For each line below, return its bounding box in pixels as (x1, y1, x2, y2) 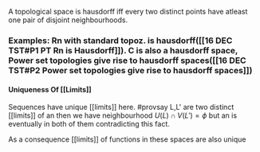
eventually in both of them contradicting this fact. (8, 119, 170, 129)
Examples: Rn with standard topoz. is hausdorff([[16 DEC (8, 35, 233, 46)
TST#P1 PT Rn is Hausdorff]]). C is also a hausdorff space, (8, 45, 238, 56)
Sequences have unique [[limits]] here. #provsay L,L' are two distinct (8, 103, 234, 112)
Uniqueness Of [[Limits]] (8, 84, 92, 94)
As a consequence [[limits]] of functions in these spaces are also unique (8, 134, 246, 144)
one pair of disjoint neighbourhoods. (8, 15, 128, 25)
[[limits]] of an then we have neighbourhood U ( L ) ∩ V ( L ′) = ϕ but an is (8, 111, 238, 120)
